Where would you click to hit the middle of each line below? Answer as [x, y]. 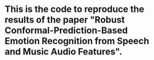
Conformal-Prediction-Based [66, 30]
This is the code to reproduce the [75, 9]
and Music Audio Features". [64, 52]
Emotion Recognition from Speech [77, 41]
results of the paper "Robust [65, 20]
